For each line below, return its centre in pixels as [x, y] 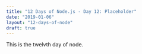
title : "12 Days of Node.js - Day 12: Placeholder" [71, 11]
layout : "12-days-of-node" [40, 22]
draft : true [21, 28]
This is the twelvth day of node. [45, 45]
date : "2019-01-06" [30, 17]
